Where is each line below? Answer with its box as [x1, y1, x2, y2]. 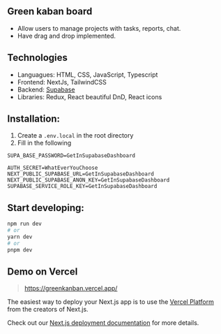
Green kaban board [7, 6, 93, 17]
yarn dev [7, 233, 33, 240]
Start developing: [7, 202, 85, 214]
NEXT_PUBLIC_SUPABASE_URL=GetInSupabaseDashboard [7, 170, 155, 177]
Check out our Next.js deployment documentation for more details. [7, 319, 199, 327]
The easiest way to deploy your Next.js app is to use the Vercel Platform [7, 298, 215, 306]
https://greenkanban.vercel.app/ [24, 284, 118, 293]
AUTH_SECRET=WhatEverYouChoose [7, 164, 98, 172]
